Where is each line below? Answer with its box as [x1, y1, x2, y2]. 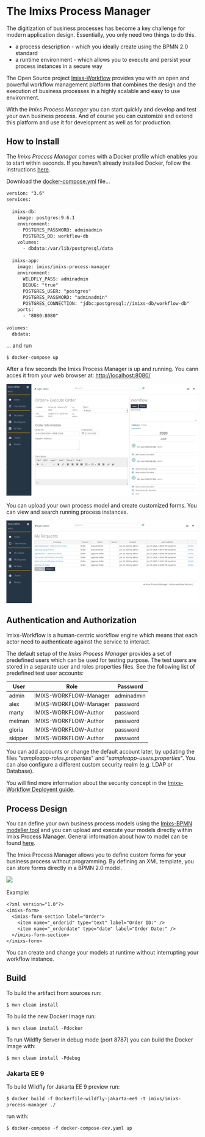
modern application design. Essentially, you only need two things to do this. [6, 31, 196, 38]
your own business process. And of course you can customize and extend [6, 112, 193, 119]
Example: [6, 889, 30, 896]
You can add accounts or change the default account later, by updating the [6, 748, 195, 756]
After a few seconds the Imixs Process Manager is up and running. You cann [6, 365, 199, 372]
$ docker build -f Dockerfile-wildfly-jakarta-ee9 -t [6, 1096, 146, 1102]
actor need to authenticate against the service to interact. [6, 638, 151, 645]
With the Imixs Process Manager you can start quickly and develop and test [6, 105, 197, 113]
